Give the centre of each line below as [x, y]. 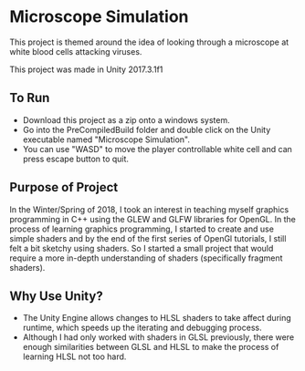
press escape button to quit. [76, 159]
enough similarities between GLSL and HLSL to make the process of [151, 347]
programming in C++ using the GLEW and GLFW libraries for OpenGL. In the [153, 219]
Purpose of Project [64, 187]
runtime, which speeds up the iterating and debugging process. [142, 328]
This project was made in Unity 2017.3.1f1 [86, 69]
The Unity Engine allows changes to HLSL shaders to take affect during [157, 318]
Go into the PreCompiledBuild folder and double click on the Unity [147, 129]
